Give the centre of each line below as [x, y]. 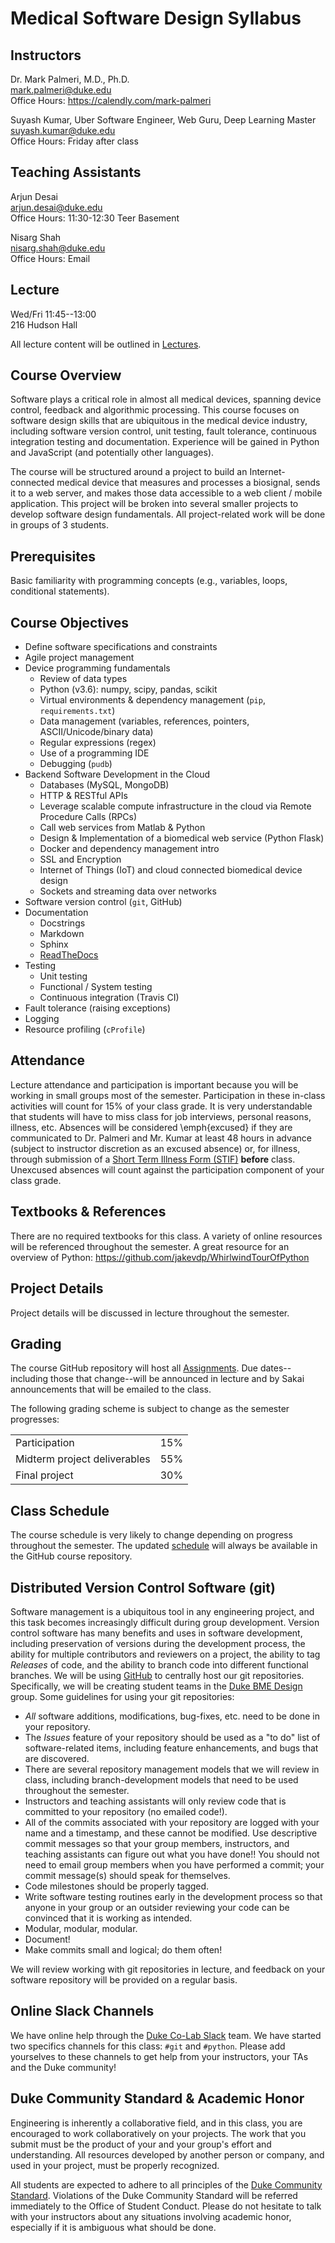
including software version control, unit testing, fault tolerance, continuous [163, 431]
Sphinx [54, 944]
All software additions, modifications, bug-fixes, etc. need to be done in [172, 1716]
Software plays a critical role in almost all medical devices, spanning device [166, 399]
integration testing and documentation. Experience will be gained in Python [165, 442]
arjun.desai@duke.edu [56, 207]
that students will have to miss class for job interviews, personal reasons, [161, 1116]
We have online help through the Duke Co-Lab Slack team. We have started [166, 2035]
